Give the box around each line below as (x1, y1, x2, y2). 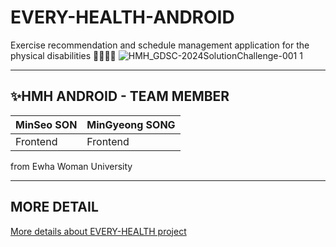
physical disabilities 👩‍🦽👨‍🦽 (10, 49, 117, 61)
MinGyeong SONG (86, 117, 176, 131)
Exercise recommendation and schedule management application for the (10, 39, 310, 51)
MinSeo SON (15, 117, 78, 131)
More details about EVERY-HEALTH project (10, 225, 187, 237)
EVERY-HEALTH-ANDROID (10, 6, 235, 29)
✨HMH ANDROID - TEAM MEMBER (10, 88, 230, 105)
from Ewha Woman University (10, 160, 133, 172)
